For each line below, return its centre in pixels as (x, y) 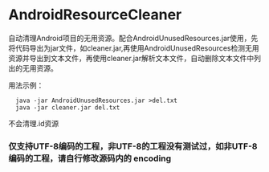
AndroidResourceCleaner (95, 15)
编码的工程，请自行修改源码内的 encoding (90, 158)
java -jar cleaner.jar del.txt (68, 107)
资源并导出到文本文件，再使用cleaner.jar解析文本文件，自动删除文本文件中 (131, 58)
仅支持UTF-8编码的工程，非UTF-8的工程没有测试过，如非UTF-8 (133, 146)
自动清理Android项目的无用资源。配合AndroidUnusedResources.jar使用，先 (133, 38)
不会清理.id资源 (33, 123)
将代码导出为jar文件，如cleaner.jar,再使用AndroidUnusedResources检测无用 (134, 48)
